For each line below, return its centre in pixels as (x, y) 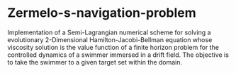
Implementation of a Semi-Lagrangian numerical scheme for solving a (109, 32)
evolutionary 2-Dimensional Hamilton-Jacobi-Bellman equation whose (110, 39)
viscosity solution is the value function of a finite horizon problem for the (113, 47)
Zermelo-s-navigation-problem (102, 13)
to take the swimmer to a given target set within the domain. (95, 62)
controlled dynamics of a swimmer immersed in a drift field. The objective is (118, 55)
